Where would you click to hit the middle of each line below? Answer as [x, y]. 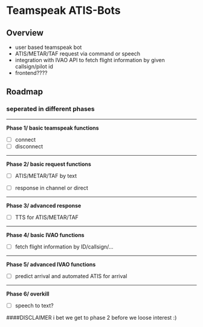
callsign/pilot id [34, 66]
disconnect [29, 146]
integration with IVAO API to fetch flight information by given [90, 60]
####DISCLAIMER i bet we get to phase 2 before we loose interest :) [92, 318]
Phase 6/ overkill [28, 294]
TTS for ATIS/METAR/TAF [47, 217]
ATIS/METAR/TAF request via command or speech [78, 54]
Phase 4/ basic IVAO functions [45, 235]
